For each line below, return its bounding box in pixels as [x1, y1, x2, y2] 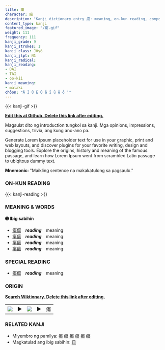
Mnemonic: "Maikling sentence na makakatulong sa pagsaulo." [5, 168, 134, 174]
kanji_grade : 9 [5, 39, 36, 44]
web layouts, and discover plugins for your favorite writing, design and [5, 142, 148, 148]
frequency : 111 [5, 35, 36, 40]
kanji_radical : [5, 58, 36, 63]
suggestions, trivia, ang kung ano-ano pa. [5, 128, 90, 134]
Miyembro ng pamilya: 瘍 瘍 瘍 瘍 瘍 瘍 [12, 333, 91, 339]
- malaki [5, 85, 23, 90]
